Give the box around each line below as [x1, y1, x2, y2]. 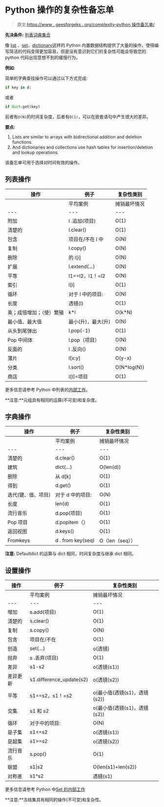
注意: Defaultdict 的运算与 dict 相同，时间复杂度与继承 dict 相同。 [5, 551, 137, 557]
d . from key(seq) [55, 537, 95, 544]
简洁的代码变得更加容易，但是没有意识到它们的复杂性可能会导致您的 [9, 48, 146, 54]
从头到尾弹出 [7, 327, 38, 334]
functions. [12, 139, 33, 145]
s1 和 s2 [30, 708, 49, 715]
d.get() [55, 482, 71, 489]
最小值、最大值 [7, 318, 42, 325]
